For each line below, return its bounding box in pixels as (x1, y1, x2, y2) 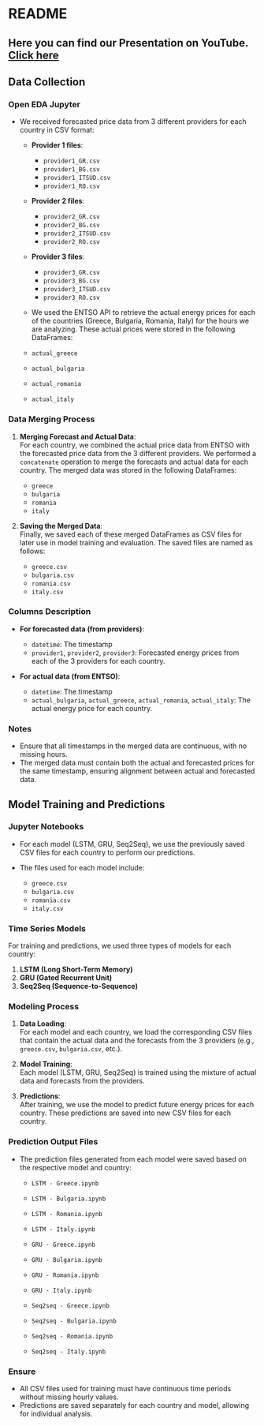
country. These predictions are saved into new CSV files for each (19, 1108, 232, 1117)
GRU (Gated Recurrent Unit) (19, 973, 113, 982)
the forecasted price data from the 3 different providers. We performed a (19, 448, 257, 458)
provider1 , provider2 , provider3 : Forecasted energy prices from (31, 648, 240, 657)
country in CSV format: (19, 125, 95, 135)
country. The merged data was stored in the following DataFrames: (19, 465, 237, 474)
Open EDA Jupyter (8, 99, 81, 110)
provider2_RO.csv (43, 238, 100, 246)
